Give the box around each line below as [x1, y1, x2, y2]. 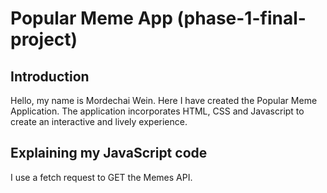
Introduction [10, 68, 90, 85]
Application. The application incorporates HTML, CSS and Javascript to [10, 105, 305, 117]
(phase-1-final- [176, 7, 307, 30]
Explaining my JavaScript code [10, 145, 208, 162]
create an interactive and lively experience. [10, 116, 188, 127]
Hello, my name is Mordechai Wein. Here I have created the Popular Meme [10, 95, 318, 106]
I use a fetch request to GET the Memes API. [10, 171, 193, 183]
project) [10, 28, 78, 51]
